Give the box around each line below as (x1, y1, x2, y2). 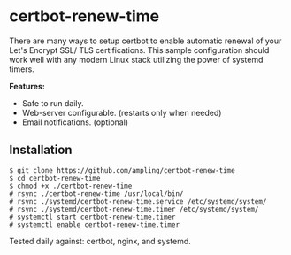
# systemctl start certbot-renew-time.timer (9, 212, 176, 221)
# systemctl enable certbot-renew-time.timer (9, 220, 180, 229)
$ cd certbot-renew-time (9, 174, 101, 182)
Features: (9, 81, 46, 91)
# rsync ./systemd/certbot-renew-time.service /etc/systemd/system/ (9, 197, 267, 205)
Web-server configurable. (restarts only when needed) (21, 107, 222, 118)
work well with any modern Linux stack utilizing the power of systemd (9, 54, 264, 65)
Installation (9, 143, 73, 158)
